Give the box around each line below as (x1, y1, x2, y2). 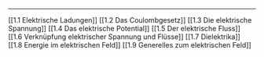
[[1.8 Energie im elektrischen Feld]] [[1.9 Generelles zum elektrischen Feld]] (8, 41, 251, 49)
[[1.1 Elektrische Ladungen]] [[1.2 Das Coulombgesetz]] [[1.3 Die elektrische (8, 16, 252, 24)
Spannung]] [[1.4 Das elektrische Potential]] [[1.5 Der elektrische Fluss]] (8, 24, 241, 33)
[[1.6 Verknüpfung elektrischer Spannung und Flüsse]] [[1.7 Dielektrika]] (8, 32, 241, 41)
